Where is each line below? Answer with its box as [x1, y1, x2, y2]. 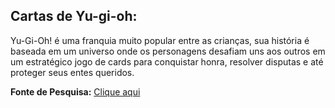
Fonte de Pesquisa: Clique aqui [10, 85, 141, 98]
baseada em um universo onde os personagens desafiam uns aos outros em [10, 45, 326, 57]
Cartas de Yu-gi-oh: [10, 8, 138, 25]
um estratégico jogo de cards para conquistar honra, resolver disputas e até [10, 55, 324, 68]
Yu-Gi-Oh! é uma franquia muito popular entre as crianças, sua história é [10, 34, 310, 46]
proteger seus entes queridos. [10, 66, 135, 78]
